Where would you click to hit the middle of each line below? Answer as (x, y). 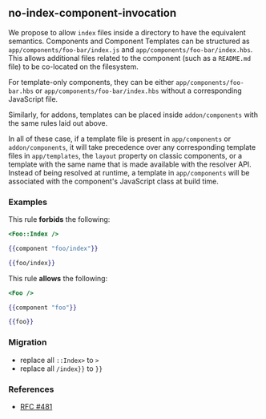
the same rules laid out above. (58, 123)
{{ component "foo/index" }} (53, 248)
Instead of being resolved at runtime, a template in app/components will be (129, 172)
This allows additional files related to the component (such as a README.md (129, 58)
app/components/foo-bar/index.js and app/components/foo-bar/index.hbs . (131, 49)
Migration (28, 342)
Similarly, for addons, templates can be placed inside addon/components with (133, 115)
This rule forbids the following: (59, 220)
